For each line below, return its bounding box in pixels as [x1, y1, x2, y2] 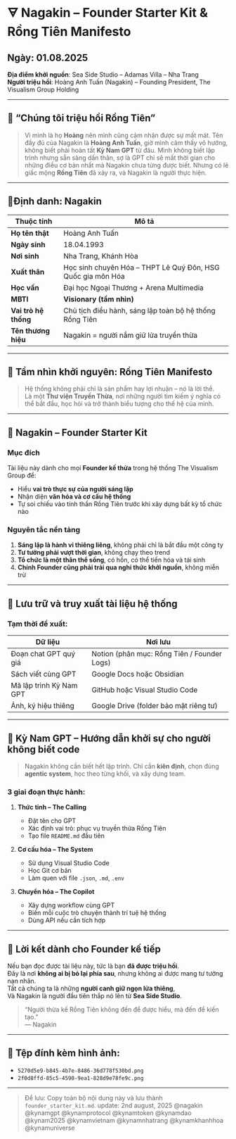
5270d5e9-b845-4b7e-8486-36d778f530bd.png [17, 1067, 144, 1074]
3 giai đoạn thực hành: [7, 787, 86, 797]
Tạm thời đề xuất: [7, 619, 68, 629]
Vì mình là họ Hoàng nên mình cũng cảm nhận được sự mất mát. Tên [24, 131, 223, 139]
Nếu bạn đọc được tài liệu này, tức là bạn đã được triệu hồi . [7, 962, 179, 970]
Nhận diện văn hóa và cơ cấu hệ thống [17, 492, 131, 501]
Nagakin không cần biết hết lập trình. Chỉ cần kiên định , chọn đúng [24, 762, 219, 770]
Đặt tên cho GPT [27, 817, 77, 825]
